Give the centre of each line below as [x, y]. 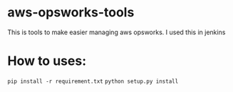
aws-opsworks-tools [71, 12]
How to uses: [47, 61]
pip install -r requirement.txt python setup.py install [93, 81]
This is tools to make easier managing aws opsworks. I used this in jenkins [116, 32]
